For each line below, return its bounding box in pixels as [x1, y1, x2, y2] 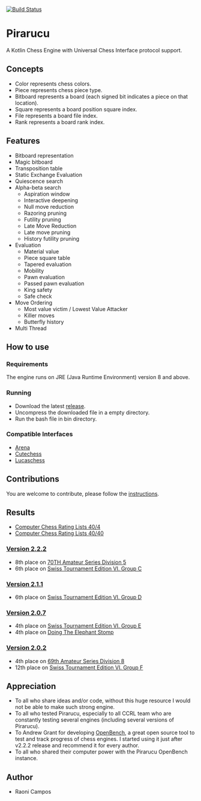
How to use [6, 342, 49, 352]
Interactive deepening [23, 196, 79, 204]
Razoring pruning [23, 209, 67, 217]
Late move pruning [23, 229, 71, 236]
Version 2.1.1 [6, 580, 43, 588]
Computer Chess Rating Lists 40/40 [14, 530, 104, 537]
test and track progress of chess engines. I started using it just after [14, 735, 183, 743]
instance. [14, 755, 38, 762]
